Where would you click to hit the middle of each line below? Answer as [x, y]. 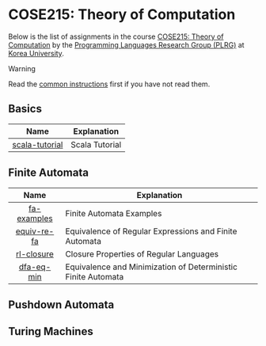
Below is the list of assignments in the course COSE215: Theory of [116, 36]
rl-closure [34, 253]
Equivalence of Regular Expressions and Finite [151, 231]
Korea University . [36, 53]
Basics [25, 109]
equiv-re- [35, 231]
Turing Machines [51, 331]
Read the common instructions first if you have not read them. [109, 84]
